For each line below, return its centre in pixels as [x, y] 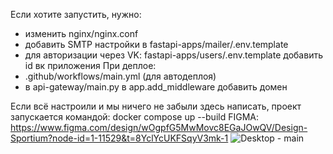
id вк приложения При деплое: [90, 65]
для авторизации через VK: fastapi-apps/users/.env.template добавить [173, 55]
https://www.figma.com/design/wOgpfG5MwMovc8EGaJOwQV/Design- [159, 127]
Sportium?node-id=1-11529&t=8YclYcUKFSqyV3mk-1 [119, 138]
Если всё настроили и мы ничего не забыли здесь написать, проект [156, 106]
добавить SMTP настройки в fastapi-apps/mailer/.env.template [156, 44]
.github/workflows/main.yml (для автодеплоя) [120, 76]
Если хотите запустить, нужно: [76, 14]
